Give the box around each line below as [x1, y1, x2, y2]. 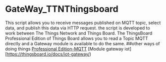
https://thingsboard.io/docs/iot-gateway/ [6, 51, 90, 57]
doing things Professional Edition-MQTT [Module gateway [5, 46, 124, 52]
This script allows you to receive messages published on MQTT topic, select [5, 20, 161, 26]
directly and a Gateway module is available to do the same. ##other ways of [5, 40, 160, 46]
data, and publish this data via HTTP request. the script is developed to [5, 25, 150, 31]
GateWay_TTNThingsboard [5, 3, 119, 15]
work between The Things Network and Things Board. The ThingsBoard [5, 30, 153, 36]
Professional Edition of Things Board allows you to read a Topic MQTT [5, 35, 149, 41]
